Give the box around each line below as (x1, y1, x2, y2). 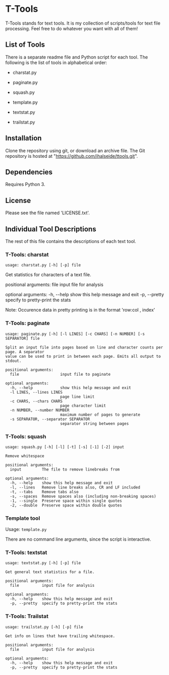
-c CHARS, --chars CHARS (10, 398, 63, 404)
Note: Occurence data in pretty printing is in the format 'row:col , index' (5, 307, 156, 313)
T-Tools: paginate (5, 320, 50, 327)
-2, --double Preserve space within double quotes (10, 503, 123, 508)
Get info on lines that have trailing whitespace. (5, 633, 115, 639)
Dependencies (5, 168, 53, 176)
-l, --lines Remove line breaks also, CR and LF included (10, 485, 140, 490)
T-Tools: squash (5, 433, 46, 440)
